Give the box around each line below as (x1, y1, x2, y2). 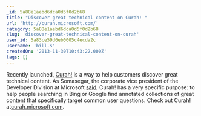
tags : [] (6, 54, 28, 60)
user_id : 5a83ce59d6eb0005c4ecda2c (6, 37, 96, 43)
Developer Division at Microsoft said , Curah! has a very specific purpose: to (6, 83, 195, 91)
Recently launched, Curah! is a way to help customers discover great (6, 70, 178, 78)
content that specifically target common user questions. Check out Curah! (6, 97, 191, 104)
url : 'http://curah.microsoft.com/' (6, 20, 99, 26)
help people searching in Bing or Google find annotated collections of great (6, 90, 194, 97)
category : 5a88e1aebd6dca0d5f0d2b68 (6, 26, 99, 32)
